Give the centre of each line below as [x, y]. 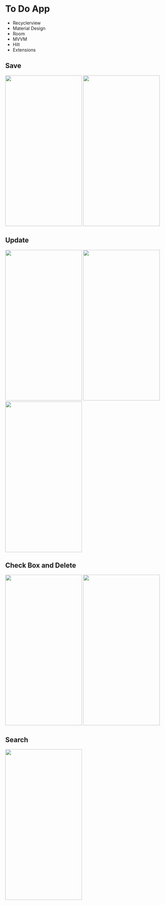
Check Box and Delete [41, 565]
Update [17, 240]
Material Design [29, 28]
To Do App [28, 9]
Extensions [24, 50]
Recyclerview [27, 23]
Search [17, 740]
